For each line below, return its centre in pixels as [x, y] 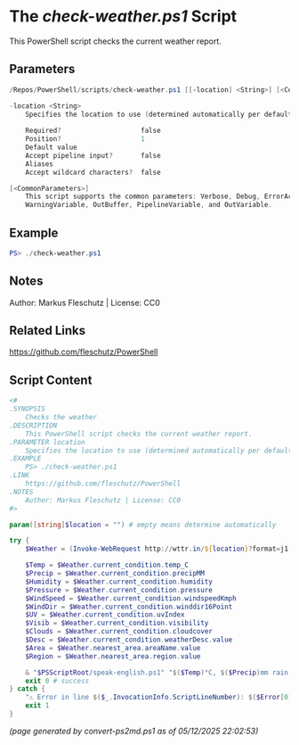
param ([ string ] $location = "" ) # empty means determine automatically [143, 525]
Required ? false [93, 131]
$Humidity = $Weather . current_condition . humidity [119, 582]
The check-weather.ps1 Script [123, 17]
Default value [51, 147]
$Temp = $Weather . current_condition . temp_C [107, 565]
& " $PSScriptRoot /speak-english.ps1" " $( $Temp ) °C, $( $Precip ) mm [147, 672]
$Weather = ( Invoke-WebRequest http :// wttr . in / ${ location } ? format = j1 [157, 549]
